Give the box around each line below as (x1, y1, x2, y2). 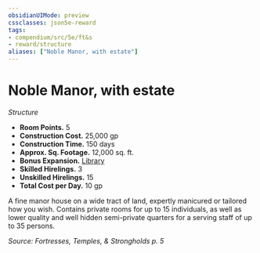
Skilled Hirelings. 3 (19, 164, 83, 173)
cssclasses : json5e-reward (8, 19, 96, 27)
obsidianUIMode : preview (8, 11, 89, 20)
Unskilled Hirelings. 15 (19, 172, 94, 182)
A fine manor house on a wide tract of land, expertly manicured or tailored (8, 196, 247, 205)
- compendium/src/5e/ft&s (8, 33, 92, 42)
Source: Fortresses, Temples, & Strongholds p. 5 (8, 236, 164, 245)
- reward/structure (8, 41, 72, 49)
